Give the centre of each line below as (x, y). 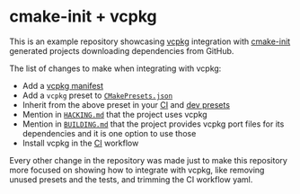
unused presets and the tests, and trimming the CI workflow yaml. (131, 179)
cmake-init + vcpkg (83, 17)
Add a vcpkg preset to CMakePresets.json (97, 95)
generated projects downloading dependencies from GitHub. (122, 50)
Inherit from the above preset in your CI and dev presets (126, 104)
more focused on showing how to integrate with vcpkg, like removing (137, 170)
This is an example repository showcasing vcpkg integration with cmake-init (150, 41)
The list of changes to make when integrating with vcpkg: (115, 68)
